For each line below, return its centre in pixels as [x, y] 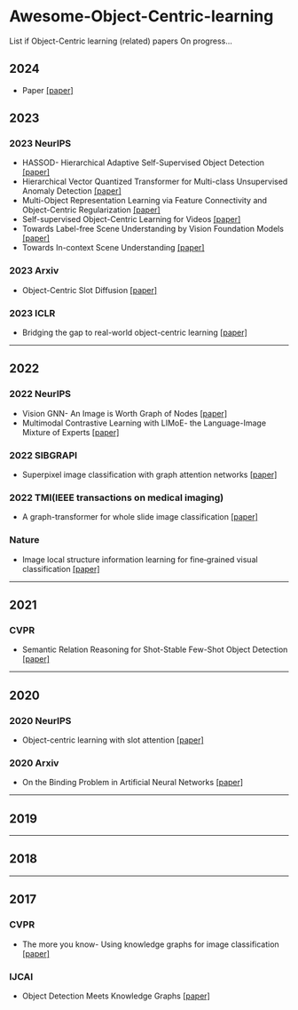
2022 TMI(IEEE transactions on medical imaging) [117, 497]
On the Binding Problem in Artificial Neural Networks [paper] [133, 783]
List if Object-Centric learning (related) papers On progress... [121, 41]
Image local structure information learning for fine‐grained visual [140, 559]
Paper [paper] [47, 90]
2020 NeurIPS [40, 720]
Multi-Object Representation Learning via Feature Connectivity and [145, 201]
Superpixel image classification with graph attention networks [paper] [149, 475]
